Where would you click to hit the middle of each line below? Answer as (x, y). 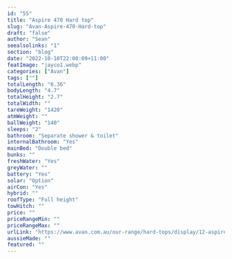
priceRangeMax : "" (33, 225)
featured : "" (26, 245)
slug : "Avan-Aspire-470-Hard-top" (57, 26)
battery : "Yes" (29, 174)
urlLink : (20, 232)
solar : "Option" (30, 180)
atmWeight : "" (28, 116)
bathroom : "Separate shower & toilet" (63, 135)
